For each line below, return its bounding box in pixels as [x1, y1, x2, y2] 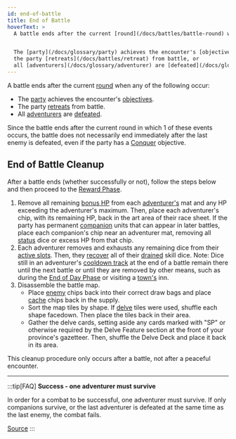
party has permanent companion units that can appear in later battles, [17, 221, 220, 229]
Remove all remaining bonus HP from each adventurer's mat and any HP [17, 198, 227, 207]
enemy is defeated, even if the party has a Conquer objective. [7, 138, 186, 146]
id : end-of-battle [7, 10, 61, 18]
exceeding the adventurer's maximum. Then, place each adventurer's [17, 205, 219, 215]
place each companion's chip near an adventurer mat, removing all [17, 228, 211, 236]
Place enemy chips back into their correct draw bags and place [27, 288, 211, 296]
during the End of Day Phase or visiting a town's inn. [17, 273, 170, 281]
